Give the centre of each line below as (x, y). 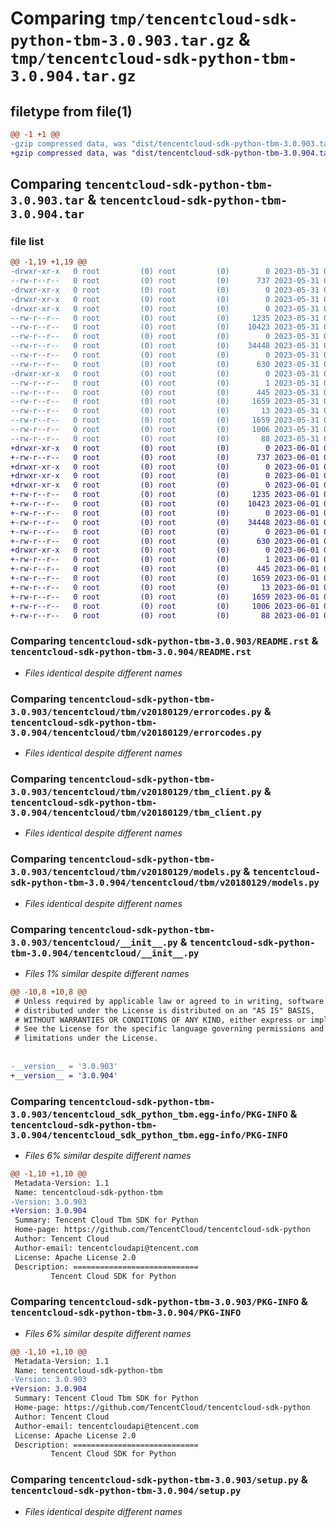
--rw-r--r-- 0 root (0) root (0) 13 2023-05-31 (165, 411)
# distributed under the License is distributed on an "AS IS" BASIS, (164, 1010)
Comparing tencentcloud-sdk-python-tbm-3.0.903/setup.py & (159, 1480)
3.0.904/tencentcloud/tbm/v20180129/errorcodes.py (136, 732)
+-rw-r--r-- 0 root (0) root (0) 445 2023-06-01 (165, 569)
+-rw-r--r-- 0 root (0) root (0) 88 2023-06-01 (165, 615)
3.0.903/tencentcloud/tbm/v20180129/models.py (126, 872)
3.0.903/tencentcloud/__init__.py (94, 942)
